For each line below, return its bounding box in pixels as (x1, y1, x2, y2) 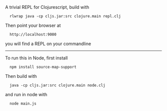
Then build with (5, 73, 37, 79)
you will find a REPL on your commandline (5, 41, 91, 47)
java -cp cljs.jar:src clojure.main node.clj (9, 83, 106, 88)
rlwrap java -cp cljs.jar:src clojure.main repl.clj (9, 14, 121, 19)
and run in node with (5, 92, 48, 97)
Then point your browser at (5, 22, 61, 28)
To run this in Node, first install (5, 55, 68, 61)
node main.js (9, 101, 37, 106)
